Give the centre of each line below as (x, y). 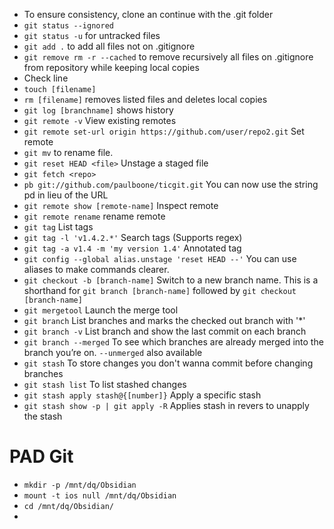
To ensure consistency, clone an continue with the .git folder (148, 14)
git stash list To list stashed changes (105, 384)
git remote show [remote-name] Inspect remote (121, 205)
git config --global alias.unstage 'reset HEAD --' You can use (160, 258)
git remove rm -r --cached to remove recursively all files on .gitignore (168, 57)
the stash (43, 416)
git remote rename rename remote (94, 216)
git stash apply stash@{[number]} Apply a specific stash (142, 395)
